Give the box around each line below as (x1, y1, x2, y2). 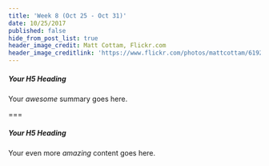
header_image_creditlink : (8, 49, 94, 57)
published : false (8, 26, 66, 34)
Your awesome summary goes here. (8, 94, 128, 103)
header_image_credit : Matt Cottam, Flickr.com (8, 42, 167, 50)
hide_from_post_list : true (8, 34, 98, 43)
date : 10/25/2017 (8, 19, 66, 27)
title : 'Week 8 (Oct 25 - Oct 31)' (8, 11, 127, 20)
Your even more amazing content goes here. (8, 148, 156, 157)
